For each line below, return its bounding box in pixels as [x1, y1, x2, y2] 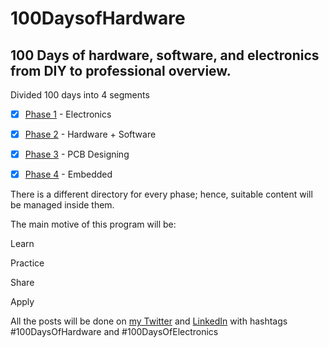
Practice [10, 257, 45, 269]
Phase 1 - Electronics [24, 108, 112, 120]
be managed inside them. [10, 199, 115, 211]
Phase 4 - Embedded [24, 168, 113, 181]
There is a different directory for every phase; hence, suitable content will [10, 188, 313, 201]
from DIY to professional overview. [10, 62, 232, 79]
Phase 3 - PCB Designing [24, 148, 130, 161]
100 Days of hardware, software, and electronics [10, 47, 320, 64]
